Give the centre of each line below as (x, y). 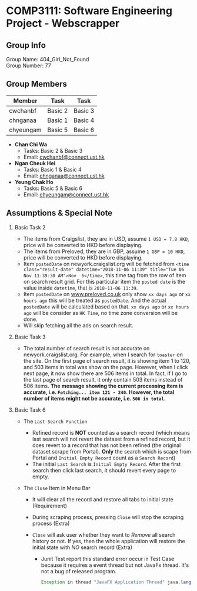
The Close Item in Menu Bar (57, 488)
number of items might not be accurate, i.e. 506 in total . (95, 398)
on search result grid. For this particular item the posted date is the (104, 281)
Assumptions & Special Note (59, 213)
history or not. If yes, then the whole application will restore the (108, 541)
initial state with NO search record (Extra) (82, 547)
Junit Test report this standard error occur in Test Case (108, 559)
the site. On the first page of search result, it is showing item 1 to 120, (107, 360)
